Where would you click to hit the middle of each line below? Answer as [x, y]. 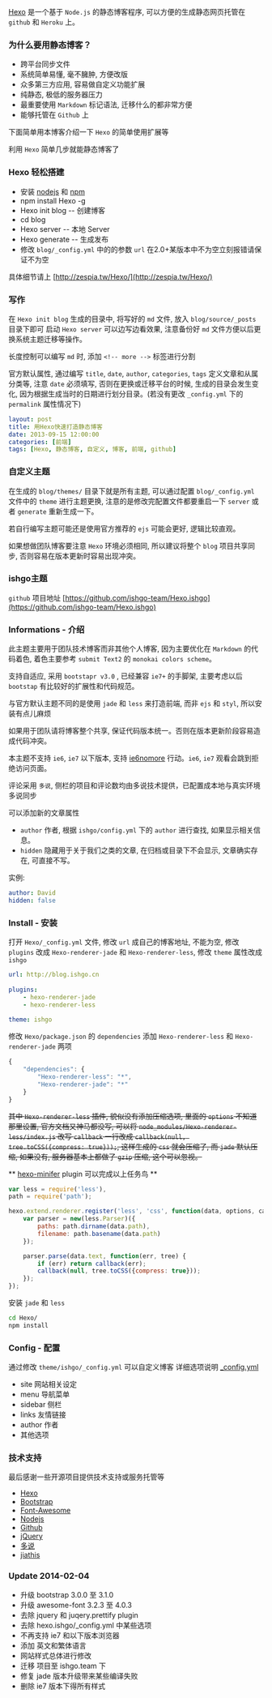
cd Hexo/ [23, 1318]
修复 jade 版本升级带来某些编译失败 [79, 1675]
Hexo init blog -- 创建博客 [62, 210]
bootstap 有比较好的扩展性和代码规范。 [74, 686]
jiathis [30, 1555]
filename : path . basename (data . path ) [99, 1234]
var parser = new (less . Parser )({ [79, 1219]
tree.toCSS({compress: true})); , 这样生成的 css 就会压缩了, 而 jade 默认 [130, 1146]
